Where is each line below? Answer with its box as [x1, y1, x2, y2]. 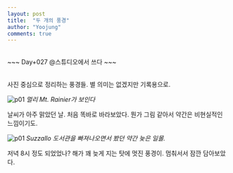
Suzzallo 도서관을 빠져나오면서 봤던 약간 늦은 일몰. [26, 134, 165, 143]
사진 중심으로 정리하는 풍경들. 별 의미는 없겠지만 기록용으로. [7, 80, 171, 89]
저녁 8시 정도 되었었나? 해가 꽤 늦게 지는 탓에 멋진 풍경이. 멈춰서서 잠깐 [7, 149, 202, 157]
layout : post [7, 10, 46, 18]
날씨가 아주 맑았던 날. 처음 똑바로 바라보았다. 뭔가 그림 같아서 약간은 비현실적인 [7, 110, 223, 119]
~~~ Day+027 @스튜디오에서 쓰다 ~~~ [7, 58, 117, 66]
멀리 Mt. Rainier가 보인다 [26, 95, 96, 104]
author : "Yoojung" [7, 23, 61, 30]
